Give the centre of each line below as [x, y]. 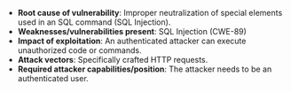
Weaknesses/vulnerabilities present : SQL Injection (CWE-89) [132, 31]
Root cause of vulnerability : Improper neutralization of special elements [150, 13]
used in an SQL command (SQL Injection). [94, 22]
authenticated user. [53, 78]
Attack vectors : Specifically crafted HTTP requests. [113, 60]
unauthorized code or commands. [79, 50]
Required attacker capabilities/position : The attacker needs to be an [145, 69]
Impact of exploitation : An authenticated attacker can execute [132, 41]
